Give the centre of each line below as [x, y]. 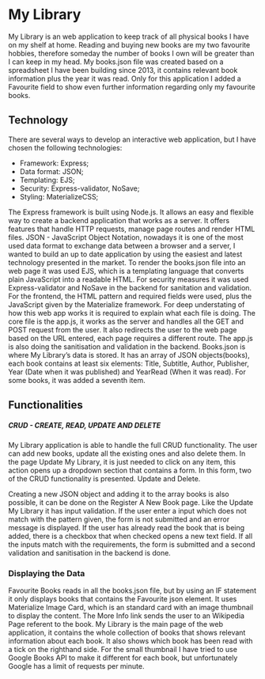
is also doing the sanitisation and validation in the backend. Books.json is [127, 347]
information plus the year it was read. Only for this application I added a [125, 78]
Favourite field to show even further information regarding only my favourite [132, 87]
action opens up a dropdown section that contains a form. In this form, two [130, 470]
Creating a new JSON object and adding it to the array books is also [119, 494]
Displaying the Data [47, 574]
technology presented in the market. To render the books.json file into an [127, 262]
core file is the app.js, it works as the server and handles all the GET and [126, 321]
